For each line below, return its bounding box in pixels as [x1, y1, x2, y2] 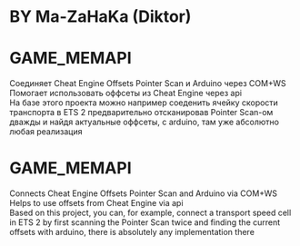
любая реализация [9, 126, 83, 137]
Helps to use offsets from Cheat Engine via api [9, 198, 184, 209]
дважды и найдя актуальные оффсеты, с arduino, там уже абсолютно [9, 116, 280, 128]
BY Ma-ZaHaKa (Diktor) [9, 6, 192, 27]
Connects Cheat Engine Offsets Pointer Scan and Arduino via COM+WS [9, 188, 277, 199]
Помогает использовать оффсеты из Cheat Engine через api [9, 88, 243, 99]
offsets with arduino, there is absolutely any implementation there [9, 227, 255, 238]
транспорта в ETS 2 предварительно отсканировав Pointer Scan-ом [9, 107, 274, 118]
